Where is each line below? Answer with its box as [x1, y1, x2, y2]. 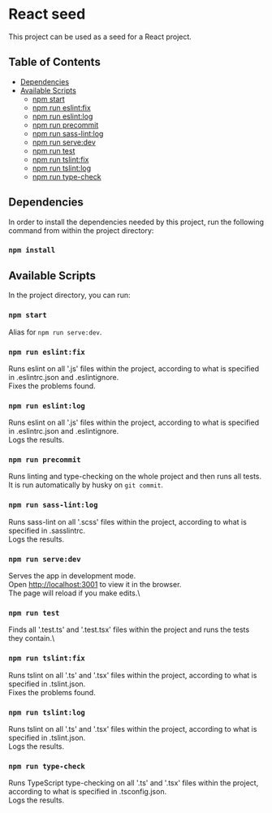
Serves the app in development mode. [8, 571, 136, 581]
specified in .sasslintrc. [8, 525, 86, 535]
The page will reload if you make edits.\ [8, 588, 140, 598]
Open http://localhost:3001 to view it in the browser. [8, 580, 182, 590]
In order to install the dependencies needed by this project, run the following [8, 217, 265, 227]
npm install [8, 245, 56, 255]
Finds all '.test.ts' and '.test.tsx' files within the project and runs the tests [8, 625, 250, 634]
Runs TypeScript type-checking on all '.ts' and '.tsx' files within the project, [8, 778, 259, 788]
